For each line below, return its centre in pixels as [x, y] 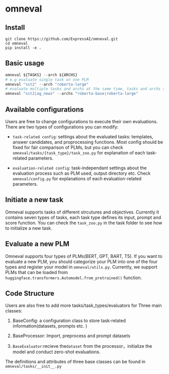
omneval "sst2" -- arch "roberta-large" [47, 84]
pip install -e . [23, 48]
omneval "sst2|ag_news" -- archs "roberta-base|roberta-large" [72, 94]
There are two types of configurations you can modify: [62, 127]
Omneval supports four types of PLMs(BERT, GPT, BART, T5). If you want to [84, 256]
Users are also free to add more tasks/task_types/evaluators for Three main [83, 305]
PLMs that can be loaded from [36, 272]
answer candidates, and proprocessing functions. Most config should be [88, 142]
